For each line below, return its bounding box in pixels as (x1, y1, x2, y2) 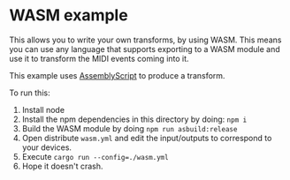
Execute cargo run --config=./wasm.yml (21, 151, 170, 161)
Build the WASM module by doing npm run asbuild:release (21, 123, 238, 133)
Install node (21, 104, 65, 115)
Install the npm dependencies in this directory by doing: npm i (21, 114, 248, 124)
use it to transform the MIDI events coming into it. (9, 53, 189, 64)
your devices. (21, 142, 72, 153)
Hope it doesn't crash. (21, 161, 103, 171)
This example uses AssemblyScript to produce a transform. (9, 70, 225, 80)
